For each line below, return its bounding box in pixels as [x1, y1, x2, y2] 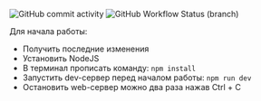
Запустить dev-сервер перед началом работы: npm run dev [22, 72, 252, 83]
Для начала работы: [9, 26, 88, 36]
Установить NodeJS [22, 53, 100, 63]
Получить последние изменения [22, 43, 150, 54]
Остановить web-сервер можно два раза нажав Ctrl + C [22, 82, 242, 92]
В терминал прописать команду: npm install [22, 63, 197, 73]
